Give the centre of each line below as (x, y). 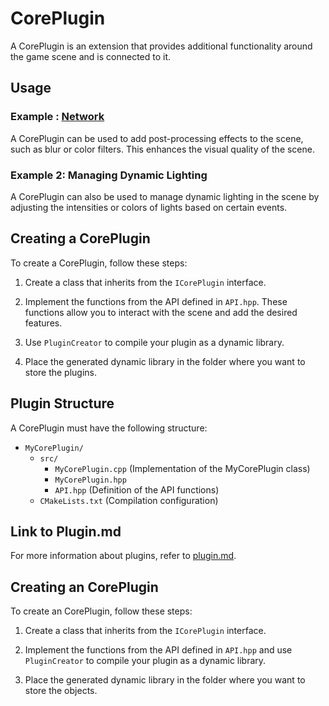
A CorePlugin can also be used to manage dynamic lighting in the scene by (165, 196)
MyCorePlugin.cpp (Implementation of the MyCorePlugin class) (182, 468)
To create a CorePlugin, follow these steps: (99, 263)
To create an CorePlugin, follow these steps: (101, 611)
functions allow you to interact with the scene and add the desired (161, 312)
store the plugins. (61, 372)
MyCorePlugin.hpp (90, 480)
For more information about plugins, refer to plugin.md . (123, 556)
